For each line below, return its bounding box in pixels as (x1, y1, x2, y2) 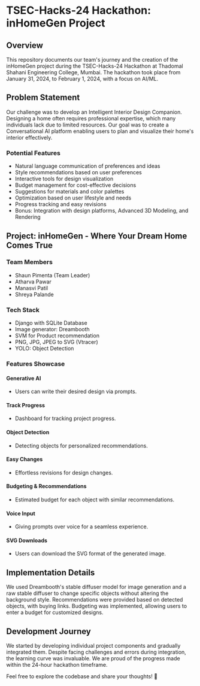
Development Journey (6, 626, 92, 636)
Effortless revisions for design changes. (14, 469, 113, 476)
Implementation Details (6, 567, 95, 578)
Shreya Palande (14, 291, 54, 298)
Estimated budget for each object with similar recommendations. (14, 496, 175, 503)
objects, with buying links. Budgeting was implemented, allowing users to (6, 603, 187, 610)
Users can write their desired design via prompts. (14, 388, 137, 395)
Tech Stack (6, 306, 40, 314)
